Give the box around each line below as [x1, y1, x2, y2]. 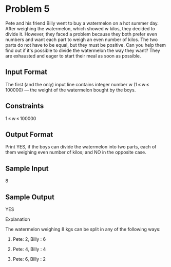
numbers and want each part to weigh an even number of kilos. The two [5, 36, 158, 43]
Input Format [5, 68, 48, 77]
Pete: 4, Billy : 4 [12, 246, 46, 252]
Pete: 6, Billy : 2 [12, 256, 46, 262]
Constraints [5, 102, 44, 110]
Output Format [5, 130, 53, 139]
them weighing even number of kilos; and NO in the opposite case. [5, 149, 146, 156]
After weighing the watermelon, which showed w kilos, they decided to [5, 25, 156, 31]
